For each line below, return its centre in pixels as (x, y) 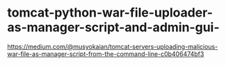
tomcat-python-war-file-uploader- (110, 13)
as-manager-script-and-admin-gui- (114, 27)
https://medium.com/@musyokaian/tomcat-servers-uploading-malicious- (113, 46)
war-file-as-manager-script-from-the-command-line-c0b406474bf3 (106, 54)
